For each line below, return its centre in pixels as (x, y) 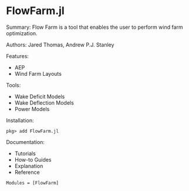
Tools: (14, 85)
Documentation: (26, 142)
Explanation (29, 166)
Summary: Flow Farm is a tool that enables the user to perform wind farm (95, 27)
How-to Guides (33, 159)
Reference (27, 172)
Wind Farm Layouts (38, 73)
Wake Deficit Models (40, 96)
